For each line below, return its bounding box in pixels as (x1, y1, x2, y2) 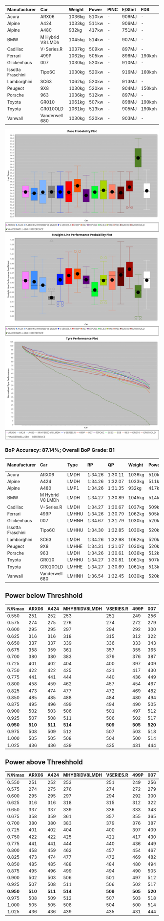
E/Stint (122, 6, 137, 12)
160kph (141, 69, 157, 75)
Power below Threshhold (5, 591, 83, 600)
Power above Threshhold (5, 758, 83, 766)
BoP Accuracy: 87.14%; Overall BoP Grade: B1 (5, 447, 115, 454)
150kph (141, 85, 157, 91)
